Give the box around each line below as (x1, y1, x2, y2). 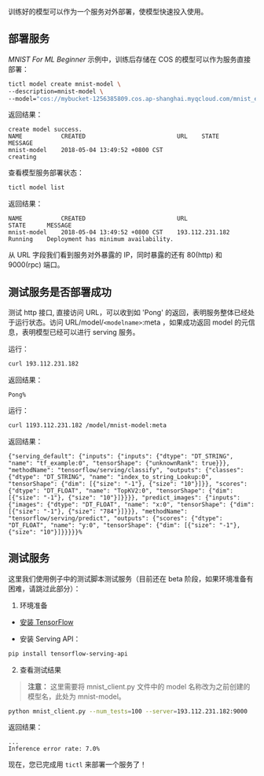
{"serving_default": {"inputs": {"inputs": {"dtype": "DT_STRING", (8, 452, 234, 460)
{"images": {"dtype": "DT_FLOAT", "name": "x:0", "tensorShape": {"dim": (8, 500, 255, 508)
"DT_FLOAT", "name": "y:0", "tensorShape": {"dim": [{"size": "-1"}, (8, 521, 241, 529)
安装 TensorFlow (19, 617, 74, 626)
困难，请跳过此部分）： (8, 584, 81, 593)
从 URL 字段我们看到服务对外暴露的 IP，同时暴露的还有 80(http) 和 (8, 251, 222, 260)
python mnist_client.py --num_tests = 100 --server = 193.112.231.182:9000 (8, 707, 247, 715)
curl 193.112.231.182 (8, 360, 79, 368)
